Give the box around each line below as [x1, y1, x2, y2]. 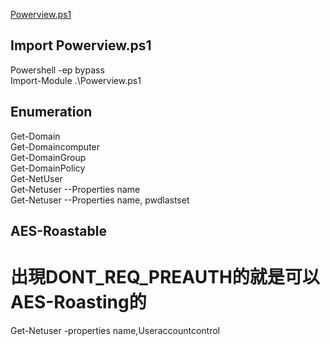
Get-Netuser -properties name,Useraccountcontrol [10, 324, 220, 336]
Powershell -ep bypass [10, 64, 105, 76]
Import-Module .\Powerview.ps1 [10, 74, 142, 86]
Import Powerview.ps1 [10, 37, 152, 54]
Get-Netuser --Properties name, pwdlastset [10, 194, 190, 206]
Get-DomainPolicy [10, 162, 86, 174]
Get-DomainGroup [10, 151, 87, 163]
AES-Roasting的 [10, 291, 147, 314]
